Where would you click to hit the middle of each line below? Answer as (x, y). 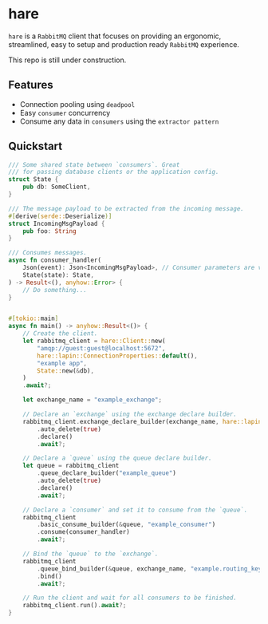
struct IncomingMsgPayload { (57, 223)
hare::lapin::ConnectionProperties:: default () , (117, 356)
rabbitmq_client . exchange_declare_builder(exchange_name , (121, 421)
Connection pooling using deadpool (77, 104)
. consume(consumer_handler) (83, 532)
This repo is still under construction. (67, 60)
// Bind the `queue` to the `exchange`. (91, 554)
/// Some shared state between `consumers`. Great (94, 164)
